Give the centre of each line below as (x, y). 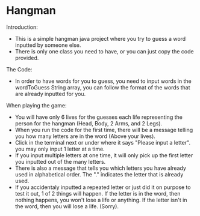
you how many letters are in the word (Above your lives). (85, 136)
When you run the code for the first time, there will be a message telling (104, 130)
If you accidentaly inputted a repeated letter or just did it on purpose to (103, 187)
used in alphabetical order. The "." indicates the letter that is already (99, 174)
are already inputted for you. (50, 94)
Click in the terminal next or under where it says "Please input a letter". (103, 142)
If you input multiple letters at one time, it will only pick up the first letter (104, 155)
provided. (27, 58)
